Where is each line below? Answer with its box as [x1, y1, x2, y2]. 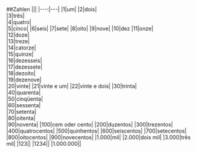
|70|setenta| [6, 108, 37, 115]
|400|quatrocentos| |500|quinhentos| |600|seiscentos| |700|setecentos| [6, 127, 187, 134]
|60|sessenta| [6, 102, 41, 108]
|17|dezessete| [6, 63, 43, 70]
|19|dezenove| [6, 76, 42, 83]
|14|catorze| [6, 44, 36, 51]
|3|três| [6, 12, 25, 19]
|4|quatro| [6, 19, 31, 25]
